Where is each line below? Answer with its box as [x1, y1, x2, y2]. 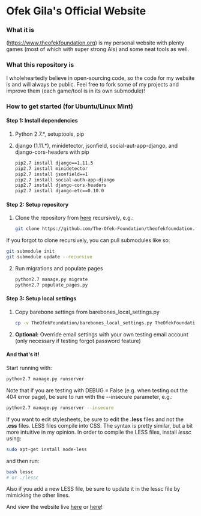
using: [6, 434, 22, 442]
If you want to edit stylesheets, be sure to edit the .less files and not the [6, 416, 184, 423]
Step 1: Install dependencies [6, 117, 78, 124]
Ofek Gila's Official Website [6, 4, 146, 18]
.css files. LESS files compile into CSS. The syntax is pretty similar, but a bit [6, 422, 193, 429]
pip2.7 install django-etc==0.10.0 [14, 188, 104, 194]
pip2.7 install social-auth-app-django [14, 177, 115, 183]
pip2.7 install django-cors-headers [14, 182, 107, 189]
